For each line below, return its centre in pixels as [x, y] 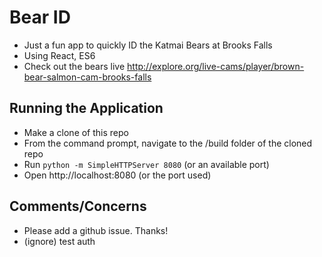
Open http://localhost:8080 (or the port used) [117, 175]
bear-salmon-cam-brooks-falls [87, 77]
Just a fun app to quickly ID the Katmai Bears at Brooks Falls [148, 45]
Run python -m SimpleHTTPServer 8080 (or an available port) [146, 164]
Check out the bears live [74, 66]
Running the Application [86, 108]
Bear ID [40, 17]
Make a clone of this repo [76, 132]
